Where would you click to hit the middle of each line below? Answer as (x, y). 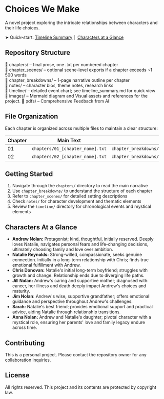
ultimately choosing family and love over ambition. (62, 249)
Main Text (69, 140)
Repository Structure (38, 53)
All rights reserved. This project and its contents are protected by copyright (81, 387)
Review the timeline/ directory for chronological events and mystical (82, 206)
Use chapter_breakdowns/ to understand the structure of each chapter (82, 191)
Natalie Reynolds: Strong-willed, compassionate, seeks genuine (77, 255)
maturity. (21, 291)
